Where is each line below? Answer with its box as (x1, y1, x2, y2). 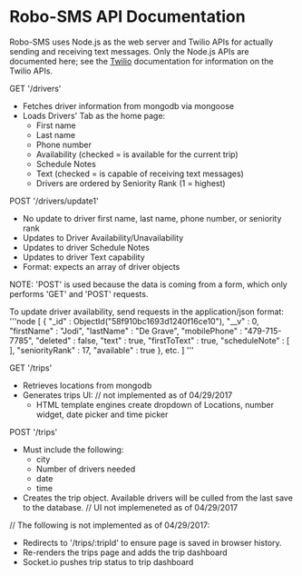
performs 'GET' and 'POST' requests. (9, 288, 149, 299)
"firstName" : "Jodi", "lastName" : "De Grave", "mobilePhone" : (9, 325, 243, 336)
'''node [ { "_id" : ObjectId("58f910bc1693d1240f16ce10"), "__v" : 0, (9, 315, 260, 326)
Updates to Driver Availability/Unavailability (22, 232, 184, 243)
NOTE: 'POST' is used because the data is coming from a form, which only (9, 279, 287, 290)
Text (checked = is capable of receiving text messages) (35, 168, 245, 179)
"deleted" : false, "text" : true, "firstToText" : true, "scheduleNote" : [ (35, 334, 290, 346)
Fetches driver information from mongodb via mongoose (22, 100, 234, 111)
